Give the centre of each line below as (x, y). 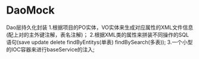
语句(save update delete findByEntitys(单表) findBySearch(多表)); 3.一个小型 (99, 42)
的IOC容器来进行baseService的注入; (51, 49)
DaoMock (30, 10)
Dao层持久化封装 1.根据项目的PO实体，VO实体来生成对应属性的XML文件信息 (100, 27)
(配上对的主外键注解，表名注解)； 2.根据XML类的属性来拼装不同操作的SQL (98, 35)
